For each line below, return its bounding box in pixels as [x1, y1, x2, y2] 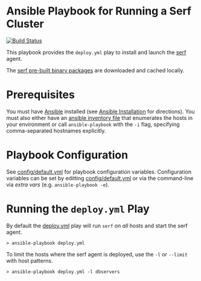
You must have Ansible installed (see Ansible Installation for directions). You [6, 107, 195, 115]
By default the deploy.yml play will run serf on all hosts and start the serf [6, 222, 188, 229]
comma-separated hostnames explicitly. [6, 127, 106, 134]
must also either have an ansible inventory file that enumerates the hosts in [6, 114, 193, 121]
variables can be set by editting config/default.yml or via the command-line [6, 174, 194, 182]
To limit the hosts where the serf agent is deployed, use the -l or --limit [6, 250, 188, 257]
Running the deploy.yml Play [6, 202, 150, 215]
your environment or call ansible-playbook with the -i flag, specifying [6, 121, 180, 128]
